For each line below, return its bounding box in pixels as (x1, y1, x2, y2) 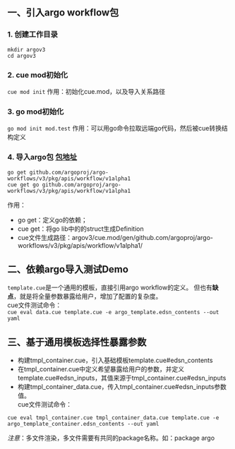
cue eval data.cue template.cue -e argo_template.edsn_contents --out (7, 309, 219, 316)
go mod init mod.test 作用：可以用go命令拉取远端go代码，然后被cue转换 (7, 124, 222, 133)
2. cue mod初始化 (7, 70, 68, 80)
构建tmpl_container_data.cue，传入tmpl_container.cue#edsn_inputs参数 (17, 383, 227, 391)
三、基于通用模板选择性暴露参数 (7, 336, 147, 348)
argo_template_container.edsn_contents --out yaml (7, 421, 159, 428)
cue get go (7, 181, 40, 188)
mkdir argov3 (7, 46, 46, 53)
